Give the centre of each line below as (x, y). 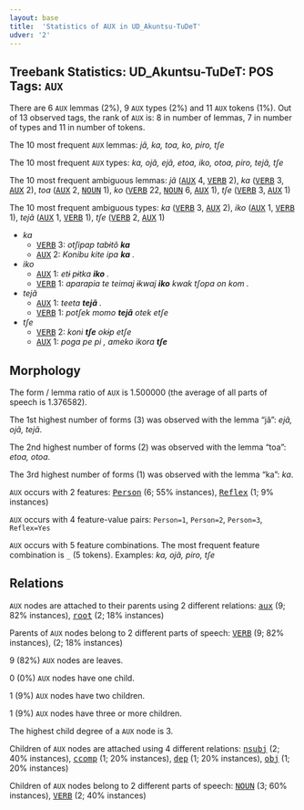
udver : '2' (30, 35)
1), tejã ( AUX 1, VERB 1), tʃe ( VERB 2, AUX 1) (87, 218)
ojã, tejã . (26, 429)
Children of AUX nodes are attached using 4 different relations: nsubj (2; (145, 748)
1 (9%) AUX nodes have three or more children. (96, 713)
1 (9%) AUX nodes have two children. (77, 695)
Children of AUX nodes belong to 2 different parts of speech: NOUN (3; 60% (148, 785)
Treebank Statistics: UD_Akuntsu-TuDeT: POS (142, 72)
